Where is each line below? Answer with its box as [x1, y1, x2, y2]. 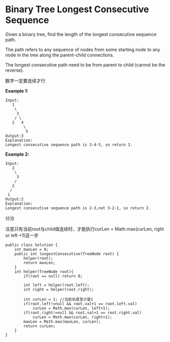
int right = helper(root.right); [23, 287, 94, 292]
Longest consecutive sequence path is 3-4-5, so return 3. [5, 142, 133, 147]
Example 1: [5, 88, 29, 94]
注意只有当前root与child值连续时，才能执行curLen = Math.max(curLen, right [5, 225, 164, 232]
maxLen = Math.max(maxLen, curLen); [23, 319, 101, 324]
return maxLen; [23, 260, 56, 265]
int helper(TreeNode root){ [14, 269, 74, 274]
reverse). [5, 67, 24, 73]
